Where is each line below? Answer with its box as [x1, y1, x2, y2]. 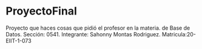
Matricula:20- [162, 30, 197, 38]
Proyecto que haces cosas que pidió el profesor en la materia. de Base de [5, 24, 190, 31]
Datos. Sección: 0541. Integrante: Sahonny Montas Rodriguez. [5, 30, 161, 38]
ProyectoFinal [5, 4, 77, 18]
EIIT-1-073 [5, 37, 32, 44]
